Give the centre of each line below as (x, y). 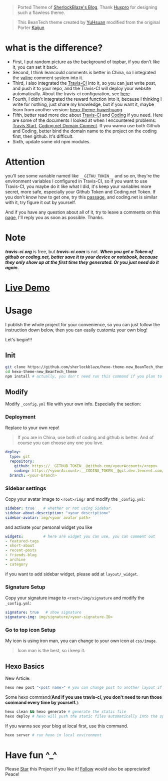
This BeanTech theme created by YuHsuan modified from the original (88, 22)
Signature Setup (25, 587)
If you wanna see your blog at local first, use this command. (67, 726)
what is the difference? (54, 48)
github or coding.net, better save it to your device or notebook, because (82, 257)
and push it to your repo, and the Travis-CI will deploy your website (81, 88)
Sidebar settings (26, 488)
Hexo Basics (25, 666)
